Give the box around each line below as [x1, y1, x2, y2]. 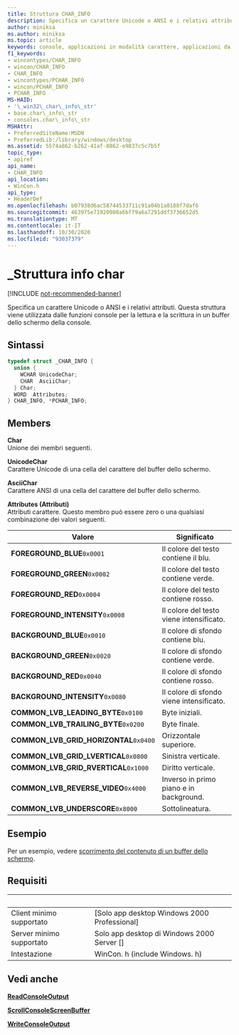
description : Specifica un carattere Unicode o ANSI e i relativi [7, 17, 208, 24]
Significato [176, 532, 215, 542]
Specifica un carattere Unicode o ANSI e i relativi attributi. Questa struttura [7, 303, 226, 312]
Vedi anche [7, 973, 59, 985]
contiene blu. [161, 635, 206, 644]
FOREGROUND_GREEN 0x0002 [11, 569, 110, 579]
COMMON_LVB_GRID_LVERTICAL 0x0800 [11, 751, 148, 761]
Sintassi [7, 339, 44, 351]
